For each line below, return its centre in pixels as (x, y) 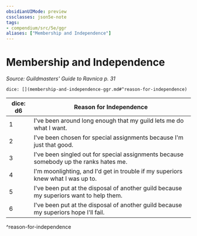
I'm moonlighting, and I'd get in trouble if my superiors (108, 171)
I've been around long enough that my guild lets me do (109, 121)
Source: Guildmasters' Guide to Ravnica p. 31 (61, 79)
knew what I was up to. (65, 178)
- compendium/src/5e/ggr (36, 28)
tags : (13, 22)
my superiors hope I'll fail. (69, 213)
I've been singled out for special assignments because (108, 154)
